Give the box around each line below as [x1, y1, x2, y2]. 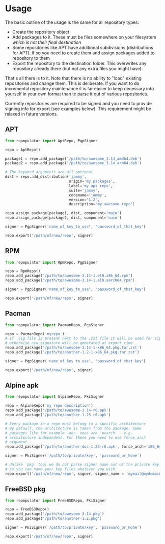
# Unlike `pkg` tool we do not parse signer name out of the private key [5, 462, 160, 467]
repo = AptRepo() [5, 147, 41, 152]
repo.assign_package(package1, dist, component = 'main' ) [5, 211, 122, 216]
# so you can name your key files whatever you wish [5, 466, 115, 471]
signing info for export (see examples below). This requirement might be [5, 106, 151, 112]
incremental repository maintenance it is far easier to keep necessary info [5, 85, 154, 91]
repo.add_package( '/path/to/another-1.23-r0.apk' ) [5, 413, 111, 418]
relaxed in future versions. [5, 111, 58, 117]
